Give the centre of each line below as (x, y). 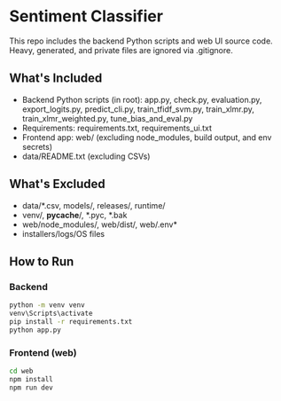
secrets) (37, 146)
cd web (21, 371)
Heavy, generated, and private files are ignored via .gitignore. (121, 50)
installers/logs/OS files (63, 233)
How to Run (42, 261)
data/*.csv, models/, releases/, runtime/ (94, 205)
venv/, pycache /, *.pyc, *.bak (74, 215)
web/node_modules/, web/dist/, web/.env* (99, 224)
